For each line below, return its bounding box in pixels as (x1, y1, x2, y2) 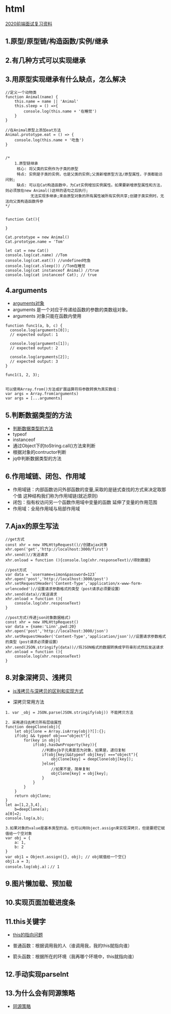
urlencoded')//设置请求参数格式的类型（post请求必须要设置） (5, 586, 123, 591)
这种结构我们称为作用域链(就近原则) (22, 493, 98, 499)
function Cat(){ (5, 217, 40, 222)
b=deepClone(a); (14, 806, 50, 812)
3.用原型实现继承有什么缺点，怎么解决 (5, 75, 126, 84)
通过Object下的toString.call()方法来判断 (12, 443, 96, 449)
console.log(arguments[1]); (10, 341, 70, 347)
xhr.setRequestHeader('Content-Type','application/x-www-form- (5, 581, 143, 586)
